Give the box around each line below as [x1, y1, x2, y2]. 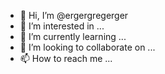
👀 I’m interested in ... [19, 20, 105, 32]
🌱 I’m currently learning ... [19, 31, 127, 42]
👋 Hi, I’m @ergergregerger [19, 10, 129, 21]
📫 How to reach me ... [19, 53, 113, 64]
